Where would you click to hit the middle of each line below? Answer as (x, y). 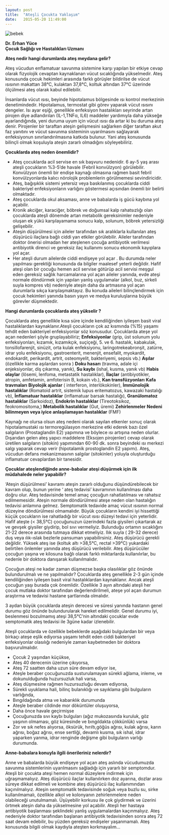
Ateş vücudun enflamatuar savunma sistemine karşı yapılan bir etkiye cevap (84, 68)
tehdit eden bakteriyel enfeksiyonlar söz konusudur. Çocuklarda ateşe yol (81, 331)
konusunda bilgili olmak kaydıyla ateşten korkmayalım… (63, 827)
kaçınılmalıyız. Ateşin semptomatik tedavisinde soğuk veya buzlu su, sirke (82, 790)
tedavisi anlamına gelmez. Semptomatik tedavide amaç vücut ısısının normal (84, 506)
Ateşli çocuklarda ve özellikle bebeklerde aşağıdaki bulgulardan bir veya (80, 632)
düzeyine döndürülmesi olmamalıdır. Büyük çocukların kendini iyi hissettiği (82, 511)
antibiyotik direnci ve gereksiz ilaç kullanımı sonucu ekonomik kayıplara (87, 248)
